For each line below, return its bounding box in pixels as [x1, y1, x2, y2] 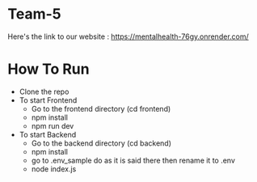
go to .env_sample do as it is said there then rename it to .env [31, 155, 236, 165]
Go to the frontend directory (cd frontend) [31, 104, 171, 113]
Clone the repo [19, 87, 70, 96]
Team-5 [7, 5, 61, 23]
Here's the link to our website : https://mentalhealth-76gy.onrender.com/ [7, 32, 250, 41]
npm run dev [31, 121, 74, 130]
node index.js [31, 163, 77, 174]
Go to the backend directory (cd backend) [31, 138, 171, 148]
